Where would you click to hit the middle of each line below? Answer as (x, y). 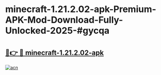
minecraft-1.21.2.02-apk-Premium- (81, 9)
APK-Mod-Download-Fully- (64, 20)
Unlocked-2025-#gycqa (57, 31)
